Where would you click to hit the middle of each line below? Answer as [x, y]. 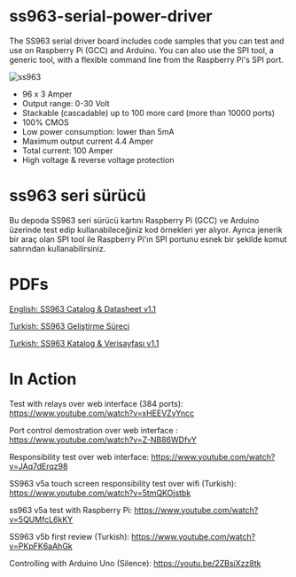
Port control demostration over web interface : [94, 430]
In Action [43, 379]
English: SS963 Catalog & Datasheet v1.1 [83, 308]
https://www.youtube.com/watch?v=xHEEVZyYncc [102, 413]
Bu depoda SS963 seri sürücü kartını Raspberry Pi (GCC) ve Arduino [134, 220]
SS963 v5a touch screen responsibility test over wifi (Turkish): [123, 483]
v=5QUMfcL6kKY [41, 519]
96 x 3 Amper [47, 94]
